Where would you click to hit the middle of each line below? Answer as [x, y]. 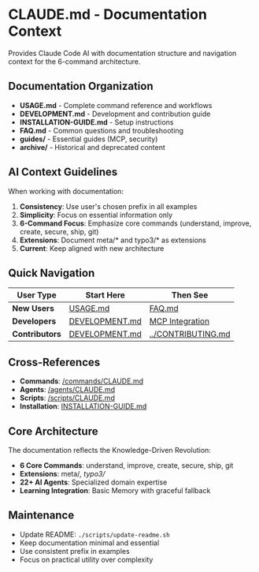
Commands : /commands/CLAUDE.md [81, 381]
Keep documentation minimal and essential [89, 543]
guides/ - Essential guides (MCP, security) [89, 139]
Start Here [105, 295]
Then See [190, 295]
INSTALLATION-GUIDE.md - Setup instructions [96, 122]
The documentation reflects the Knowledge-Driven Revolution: [109, 450]
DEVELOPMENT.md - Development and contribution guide [115, 114]
